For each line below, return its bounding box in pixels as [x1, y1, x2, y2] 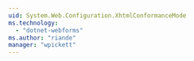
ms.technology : [8, 19, 59, 27]
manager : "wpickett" [8, 41, 77, 49]
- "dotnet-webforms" [15, 26, 83, 34]
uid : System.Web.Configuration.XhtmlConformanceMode [8, 11, 187, 20]
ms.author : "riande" [8, 33, 77, 42]
